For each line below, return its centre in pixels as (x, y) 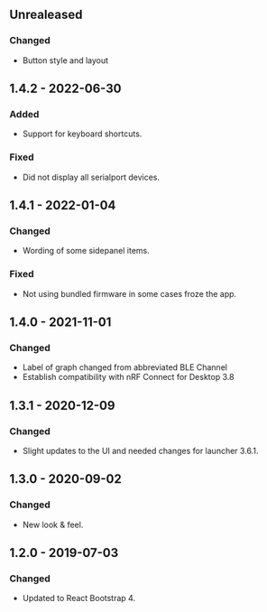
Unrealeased (46, 15)
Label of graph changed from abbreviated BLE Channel (125, 367)
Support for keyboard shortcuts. (82, 134)
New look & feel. (53, 524)
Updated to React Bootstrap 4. (79, 598)
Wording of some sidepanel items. (86, 251)
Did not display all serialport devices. (91, 177)
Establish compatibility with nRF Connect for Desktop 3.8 (128, 377)
